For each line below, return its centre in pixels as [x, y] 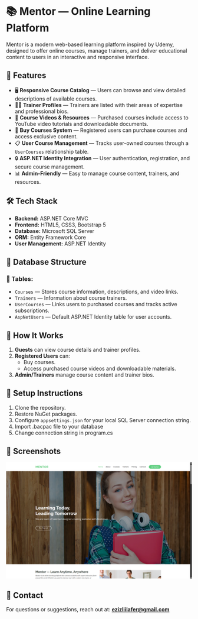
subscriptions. [32, 310]
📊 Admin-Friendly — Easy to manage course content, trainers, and [97, 173]
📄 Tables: [20, 278]
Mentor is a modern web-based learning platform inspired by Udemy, [90, 44]
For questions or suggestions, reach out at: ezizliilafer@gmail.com [88, 609]
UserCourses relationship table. [52, 151]
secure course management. [49, 167]
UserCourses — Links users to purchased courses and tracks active [96, 304]
